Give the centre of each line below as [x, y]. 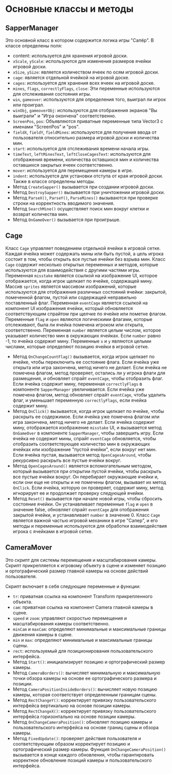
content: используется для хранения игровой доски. [70, 56]
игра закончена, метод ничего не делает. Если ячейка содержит [84, 422]
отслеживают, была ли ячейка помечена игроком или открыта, [75, 325]
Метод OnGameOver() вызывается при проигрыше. [66, 220]
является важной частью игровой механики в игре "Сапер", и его [85, 520]
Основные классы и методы [70, 9]
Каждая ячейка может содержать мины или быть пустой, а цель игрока [84, 254]
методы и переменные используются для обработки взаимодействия [90, 526]
